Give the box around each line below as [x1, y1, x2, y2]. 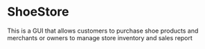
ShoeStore [7, 4, 69, 20]
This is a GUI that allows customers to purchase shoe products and [7, 27, 199, 35]
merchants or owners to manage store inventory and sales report [7, 33, 193, 42]
